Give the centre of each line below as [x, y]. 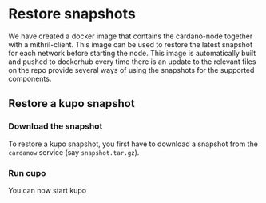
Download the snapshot [56, 126]
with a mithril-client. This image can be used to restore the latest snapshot [131, 44]
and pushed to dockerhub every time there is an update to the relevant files [132, 62]
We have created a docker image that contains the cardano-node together [131, 36]
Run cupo [27, 173]
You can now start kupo [47, 190]
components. [30, 78]
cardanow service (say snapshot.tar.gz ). [74, 152]
